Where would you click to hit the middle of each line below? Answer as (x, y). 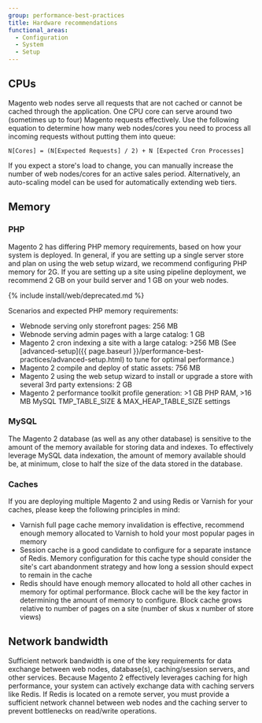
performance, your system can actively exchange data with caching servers (131, 685)
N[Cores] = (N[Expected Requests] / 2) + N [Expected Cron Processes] (126, 150)
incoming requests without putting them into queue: (92, 136)
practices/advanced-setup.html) (72, 359)
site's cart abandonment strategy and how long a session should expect (136, 567)
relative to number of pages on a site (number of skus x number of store (137, 609)
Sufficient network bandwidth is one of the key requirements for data (120, 660)
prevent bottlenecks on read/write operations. (83, 710)
